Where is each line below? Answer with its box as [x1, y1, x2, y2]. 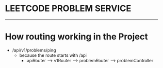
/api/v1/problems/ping [12, 47, 56, 53]
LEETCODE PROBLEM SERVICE [5, 3, 131, 14]
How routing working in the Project [5, 31, 148, 42]
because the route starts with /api [19, 52, 87, 58]
